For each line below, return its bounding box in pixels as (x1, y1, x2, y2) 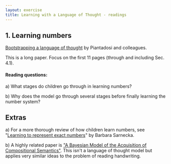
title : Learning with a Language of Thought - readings (5, 12, 127, 17)
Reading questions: (5, 72, 47, 78)
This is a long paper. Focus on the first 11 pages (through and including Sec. (5, 55, 165, 61)
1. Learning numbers (5, 31, 72, 40)
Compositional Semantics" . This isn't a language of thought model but (5, 148, 152, 154)
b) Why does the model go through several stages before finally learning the (5, 93, 166, 99)
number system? (5, 98, 41, 105)
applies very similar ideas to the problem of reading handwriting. (5, 153, 141, 159)
